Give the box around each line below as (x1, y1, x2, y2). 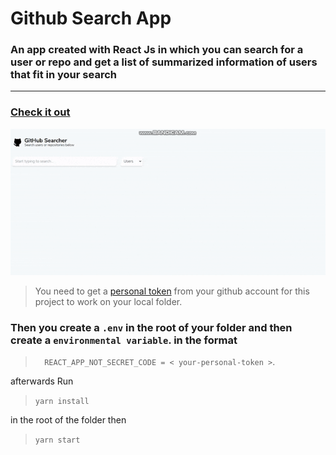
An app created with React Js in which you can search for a (10, 43, 304, 57)
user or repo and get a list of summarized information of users (10, 55, 318, 69)
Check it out (10, 105, 71, 119)
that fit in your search (10, 68, 117, 82)
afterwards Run (10, 375, 74, 387)
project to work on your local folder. (34, 296, 183, 308)
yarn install (34, 397, 90, 407)
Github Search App (10, 7, 172, 30)
